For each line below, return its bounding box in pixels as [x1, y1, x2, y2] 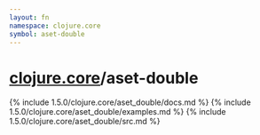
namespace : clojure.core [9, 21, 101, 30]
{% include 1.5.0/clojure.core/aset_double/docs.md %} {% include [9, 97, 251, 107]
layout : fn [9, 12, 50, 22]
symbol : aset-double [9, 29, 86, 38]
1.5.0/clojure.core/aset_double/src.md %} [9, 116, 162, 127]
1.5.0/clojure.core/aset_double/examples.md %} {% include [9, 107, 226, 117]
